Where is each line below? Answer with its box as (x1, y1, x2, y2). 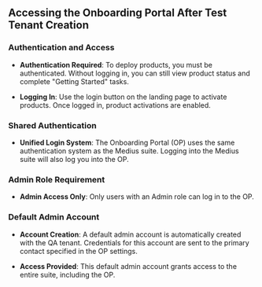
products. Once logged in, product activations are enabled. (19, 100, 211, 109)
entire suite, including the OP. (19, 270, 116, 279)
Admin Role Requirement (8, 174, 105, 185)
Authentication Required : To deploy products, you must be (19, 60, 213, 69)
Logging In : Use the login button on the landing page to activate (19, 92, 227, 101)
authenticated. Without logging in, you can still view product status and (19, 68, 250, 78)
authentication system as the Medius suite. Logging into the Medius (19, 145, 239, 156)
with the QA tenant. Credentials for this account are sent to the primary (19, 237, 249, 247)
